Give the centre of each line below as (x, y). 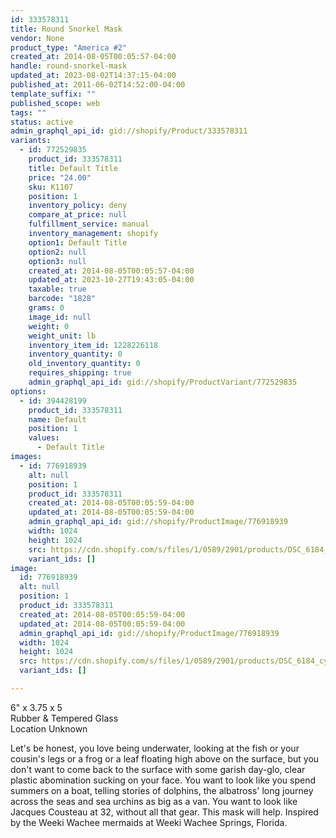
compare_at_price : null (78, 215)
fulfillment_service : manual (89, 224)
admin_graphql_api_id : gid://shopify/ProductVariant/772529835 (163, 382)
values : (44, 438)
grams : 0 (46, 308)
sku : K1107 (51, 187)
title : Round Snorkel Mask (66, 29)
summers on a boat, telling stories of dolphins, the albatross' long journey (162, 790)
